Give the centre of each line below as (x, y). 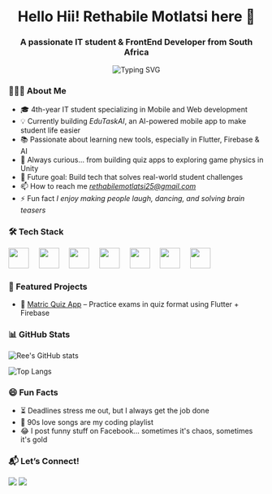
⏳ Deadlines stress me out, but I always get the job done (114, 410)
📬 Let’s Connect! (44, 461)
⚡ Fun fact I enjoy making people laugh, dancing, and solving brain (132, 198)
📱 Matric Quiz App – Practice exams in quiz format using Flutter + (130, 304)
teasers (33, 210)
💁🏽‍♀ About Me (37, 91)
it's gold (34, 439)
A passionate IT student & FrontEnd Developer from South (136, 42)
